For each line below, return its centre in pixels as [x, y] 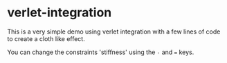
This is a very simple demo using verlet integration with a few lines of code [114, 32]
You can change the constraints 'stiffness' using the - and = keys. [101, 52]
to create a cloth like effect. [46, 38]
